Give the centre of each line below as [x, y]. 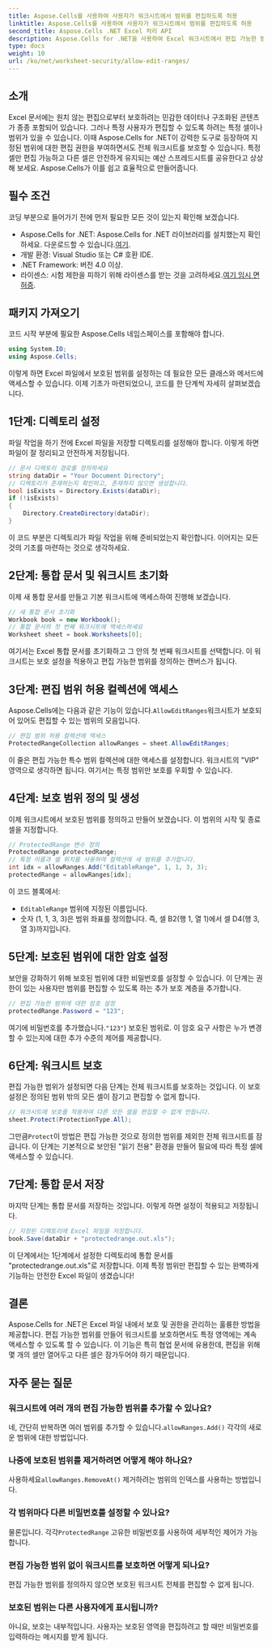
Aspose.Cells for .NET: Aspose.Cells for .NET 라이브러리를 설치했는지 [133, 234]
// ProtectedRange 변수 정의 [54, 844]
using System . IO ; [38, 350]
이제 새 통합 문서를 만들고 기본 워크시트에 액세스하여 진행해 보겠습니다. [119, 596]
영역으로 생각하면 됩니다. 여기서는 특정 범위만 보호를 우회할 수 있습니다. [121, 770]
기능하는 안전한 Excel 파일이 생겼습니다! [72, 1275]
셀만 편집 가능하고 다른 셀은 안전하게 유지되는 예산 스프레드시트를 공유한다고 [128, 157]
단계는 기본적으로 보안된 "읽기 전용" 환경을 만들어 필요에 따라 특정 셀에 [151, 1147]
